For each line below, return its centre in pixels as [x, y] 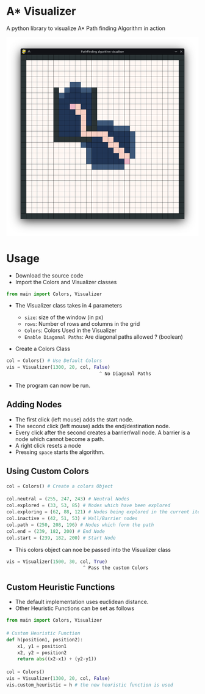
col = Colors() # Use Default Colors [54, 361]
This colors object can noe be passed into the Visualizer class [93, 549]
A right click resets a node [48, 445]
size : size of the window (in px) [64, 317]
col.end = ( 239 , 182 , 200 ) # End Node [56, 531]
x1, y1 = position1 [42, 646]
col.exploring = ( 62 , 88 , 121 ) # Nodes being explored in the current [98, 512]
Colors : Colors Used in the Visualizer [70, 330]
